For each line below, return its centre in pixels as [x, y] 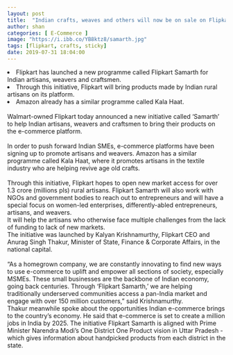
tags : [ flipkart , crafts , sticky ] [57, 46]
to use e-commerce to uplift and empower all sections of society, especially [115, 271]
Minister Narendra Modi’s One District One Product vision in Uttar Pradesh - [115, 330]
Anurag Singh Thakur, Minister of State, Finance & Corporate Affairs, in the [114, 242]
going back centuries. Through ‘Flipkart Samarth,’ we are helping [100, 286]
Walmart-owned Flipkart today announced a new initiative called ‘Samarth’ [113, 116]
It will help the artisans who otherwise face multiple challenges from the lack [116, 220]
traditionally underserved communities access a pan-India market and [107, 293]
